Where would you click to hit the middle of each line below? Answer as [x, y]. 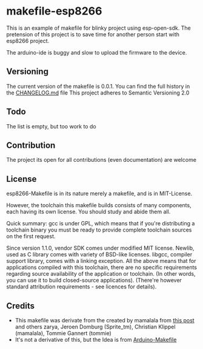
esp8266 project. [28, 41]
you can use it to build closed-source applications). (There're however [94, 281]
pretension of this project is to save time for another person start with [93, 34]
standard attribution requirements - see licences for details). [82, 287]
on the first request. [31, 236]
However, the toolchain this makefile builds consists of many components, [99, 205]
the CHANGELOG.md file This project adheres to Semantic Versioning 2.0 [98, 93]
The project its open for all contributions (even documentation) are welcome [101, 160]
